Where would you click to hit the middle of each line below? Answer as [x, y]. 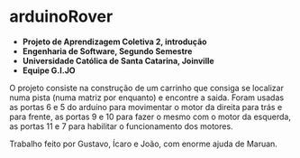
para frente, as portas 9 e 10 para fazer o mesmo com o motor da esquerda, [150, 116]
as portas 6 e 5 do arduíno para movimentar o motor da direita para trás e [146, 107]
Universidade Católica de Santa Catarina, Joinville [118, 60]
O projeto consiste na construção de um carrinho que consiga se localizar [146, 88]
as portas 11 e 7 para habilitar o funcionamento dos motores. [121, 126]
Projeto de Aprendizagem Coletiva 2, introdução [114, 42]
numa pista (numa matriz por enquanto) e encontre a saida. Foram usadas [147, 98]
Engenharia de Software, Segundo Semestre [107, 51]
